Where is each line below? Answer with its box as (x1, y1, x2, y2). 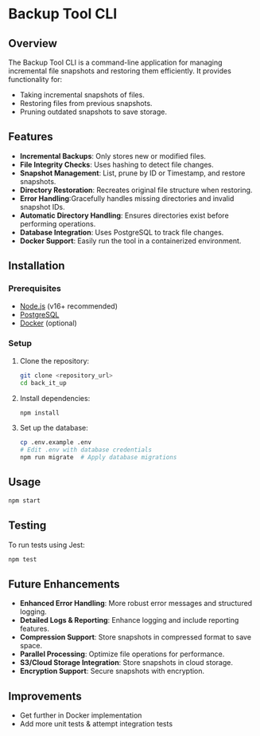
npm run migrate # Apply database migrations (19, 454, 177, 462)
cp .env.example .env (19, 439, 91, 447)
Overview (8, 37, 58, 50)
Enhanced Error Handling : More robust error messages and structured (19, 599, 253, 608)
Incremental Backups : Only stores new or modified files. (19, 151, 207, 160)
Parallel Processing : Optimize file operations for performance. (19, 649, 225, 659)
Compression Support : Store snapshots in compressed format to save (19, 632, 252, 642)
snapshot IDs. (19, 202, 65, 211)
